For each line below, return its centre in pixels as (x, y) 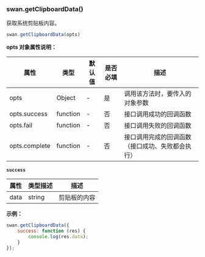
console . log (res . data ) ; (58, 236)
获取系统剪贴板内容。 (33, 23)
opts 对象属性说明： (31, 47)
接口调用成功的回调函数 (158, 114)
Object (66, 98)
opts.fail (21, 125)
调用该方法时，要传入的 (158, 94)
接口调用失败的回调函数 (158, 125)
